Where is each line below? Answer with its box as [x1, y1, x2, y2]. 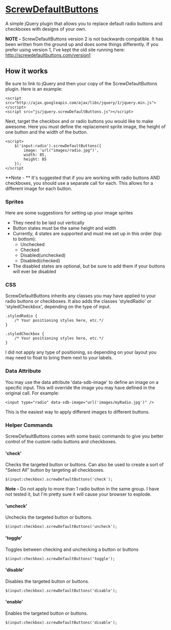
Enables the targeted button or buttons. [5, 610, 88, 616]
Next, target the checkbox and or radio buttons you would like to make [5, 118, 154, 124]
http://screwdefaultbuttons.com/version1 [5, 52, 91, 58]
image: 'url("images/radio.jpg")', [23, 148, 100, 153]
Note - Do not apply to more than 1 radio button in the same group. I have [5, 486, 159, 492]
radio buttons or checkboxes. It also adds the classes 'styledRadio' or [5, 298, 152, 304]
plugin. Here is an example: [5, 86, 63, 92]
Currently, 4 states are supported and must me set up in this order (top [12, 231, 162, 237]
